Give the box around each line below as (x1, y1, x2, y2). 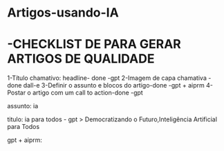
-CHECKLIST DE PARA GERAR (7, 37, 181, 52)
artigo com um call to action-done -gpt (32, 88, 143, 97)
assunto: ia (7, 102, 39, 110)
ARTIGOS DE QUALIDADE (7, 51, 155, 67)
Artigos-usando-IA (7, 5, 119, 21)
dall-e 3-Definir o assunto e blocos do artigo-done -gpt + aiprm (23, 81, 205, 90)
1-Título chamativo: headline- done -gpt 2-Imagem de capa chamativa (7, 74, 207, 82)
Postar (7, 88, 26, 97)
